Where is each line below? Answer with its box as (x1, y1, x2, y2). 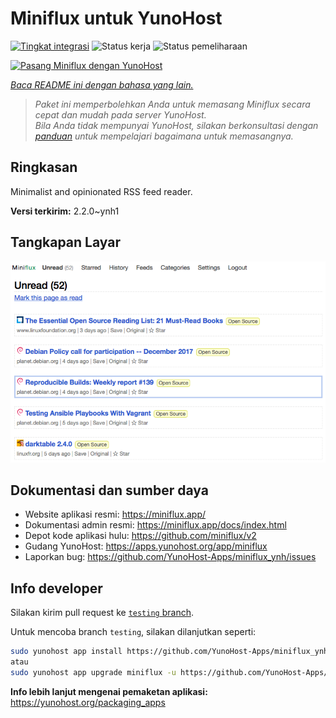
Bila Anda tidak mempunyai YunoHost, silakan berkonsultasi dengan (34, 119, 319, 131)
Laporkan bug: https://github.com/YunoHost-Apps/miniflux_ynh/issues (24, 551, 317, 563)
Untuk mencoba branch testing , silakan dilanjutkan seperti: (10, 626, 257, 638)
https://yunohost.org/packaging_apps (10, 696, 166, 708)
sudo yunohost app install (10, 647, 123, 657)
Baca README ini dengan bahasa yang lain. (10, 78, 194, 91)
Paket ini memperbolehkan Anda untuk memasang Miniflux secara (34, 98, 311, 110)
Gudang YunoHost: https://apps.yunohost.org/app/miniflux (24, 540, 268, 552)
